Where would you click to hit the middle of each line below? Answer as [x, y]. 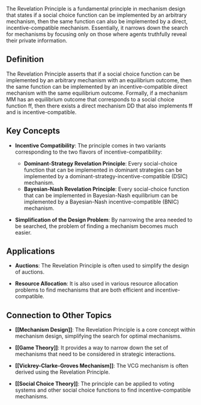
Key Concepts [33, 131]
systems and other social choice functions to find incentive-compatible [103, 390]
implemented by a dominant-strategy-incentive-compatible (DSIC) [106, 176]
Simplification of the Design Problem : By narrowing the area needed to [104, 220]
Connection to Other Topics [59, 315]
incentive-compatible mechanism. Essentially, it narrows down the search [97, 28]
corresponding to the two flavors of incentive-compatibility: [88, 152]
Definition [25, 59]
